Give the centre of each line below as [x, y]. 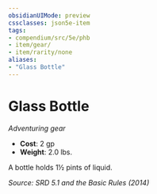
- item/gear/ [30, 45]
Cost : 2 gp [37, 143]
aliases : [23, 60]
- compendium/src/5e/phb [49, 38]
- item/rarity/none [40, 52]
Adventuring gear [37, 128]
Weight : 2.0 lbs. [46, 152]
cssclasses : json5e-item [49, 23]
